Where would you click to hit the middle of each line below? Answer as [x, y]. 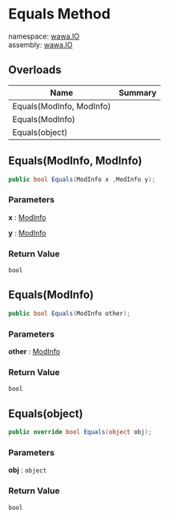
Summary [138, 92]
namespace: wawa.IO [44, 36]
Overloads [35, 70]
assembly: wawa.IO [41, 44]
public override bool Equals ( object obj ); [80, 432]
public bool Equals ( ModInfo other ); [69, 313]
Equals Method [59, 14]
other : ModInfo [34, 352]
